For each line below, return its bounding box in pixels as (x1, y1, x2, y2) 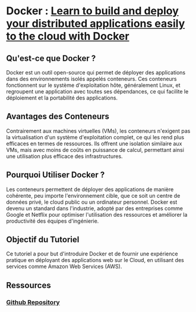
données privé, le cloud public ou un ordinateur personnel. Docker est (6, 198, 178, 205)
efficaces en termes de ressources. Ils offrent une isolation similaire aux (6, 140, 182, 147)
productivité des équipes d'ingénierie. (6, 217, 99, 224)
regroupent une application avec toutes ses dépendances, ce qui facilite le (6, 88, 189, 95)
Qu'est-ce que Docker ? (6, 53, 96, 63)
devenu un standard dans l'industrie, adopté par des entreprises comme (6, 204, 183, 212)
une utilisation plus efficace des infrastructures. (6, 152, 123, 160)
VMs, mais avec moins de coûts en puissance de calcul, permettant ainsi (6, 146, 184, 153)
